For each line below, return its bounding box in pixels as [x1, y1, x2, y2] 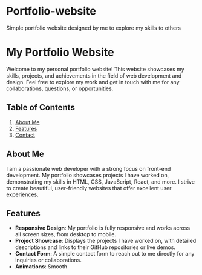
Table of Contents [6, 102, 76, 113]
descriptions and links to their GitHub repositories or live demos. [15, 244, 175, 251]
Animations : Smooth [15, 263, 68, 270]
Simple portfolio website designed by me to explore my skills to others [6, 24, 181, 31]
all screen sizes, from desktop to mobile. [15, 231, 117, 238]
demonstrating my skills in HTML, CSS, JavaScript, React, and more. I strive [6, 177, 195, 185]
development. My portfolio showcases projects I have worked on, [6, 171, 169, 179]
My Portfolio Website [6, 45, 114, 59]
